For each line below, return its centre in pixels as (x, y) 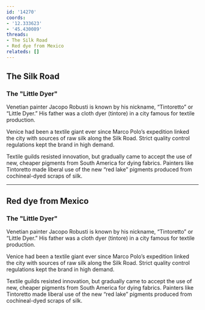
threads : (17, 35)
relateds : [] (23, 52)
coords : (16, 18)
